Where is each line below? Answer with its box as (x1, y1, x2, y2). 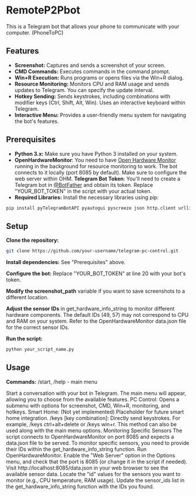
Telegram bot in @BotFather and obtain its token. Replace (14, 181, 153, 188)
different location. (6, 294, 48, 301)
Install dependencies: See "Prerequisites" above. (6, 259, 126, 266)
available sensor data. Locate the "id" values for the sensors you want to (6, 470, 181, 477)
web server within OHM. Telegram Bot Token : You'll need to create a (14, 175, 181, 182)
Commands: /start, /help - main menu (6, 378, 98, 385)
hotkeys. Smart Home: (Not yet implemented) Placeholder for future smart (6, 408, 184, 415)
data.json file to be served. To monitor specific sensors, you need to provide (6, 439, 190, 446)
